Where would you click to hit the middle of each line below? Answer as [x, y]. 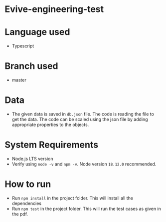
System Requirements [51, 145]
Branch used [31, 66]
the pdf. [20, 214]
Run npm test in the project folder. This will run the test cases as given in [86, 208]
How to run [28, 184]
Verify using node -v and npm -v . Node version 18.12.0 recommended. [84, 164]
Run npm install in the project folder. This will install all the [72, 198]
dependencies [27, 203]
